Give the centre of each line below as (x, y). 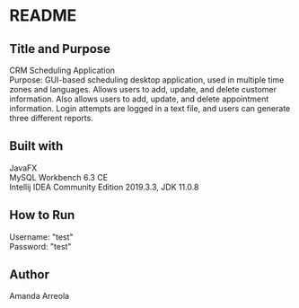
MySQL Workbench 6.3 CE (59, 177)
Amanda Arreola (40, 296)
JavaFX (23, 168)
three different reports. (52, 118)
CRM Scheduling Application (62, 70)
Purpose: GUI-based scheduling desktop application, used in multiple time (147, 80)
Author (29, 275)
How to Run (42, 215)
